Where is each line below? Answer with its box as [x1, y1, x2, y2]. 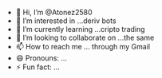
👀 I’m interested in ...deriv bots [15, 16, 117, 25]
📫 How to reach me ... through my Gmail [15, 42, 150, 51]
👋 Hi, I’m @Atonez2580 [15, 8, 93, 17]
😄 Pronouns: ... [15, 53, 68, 63]
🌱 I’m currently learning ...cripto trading [15, 25, 145, 33]
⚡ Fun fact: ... [15, 62, 60, 72]
